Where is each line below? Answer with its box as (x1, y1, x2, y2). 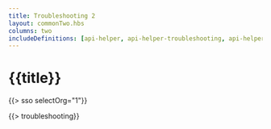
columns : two (8, 27, 52, 35)
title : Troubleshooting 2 (8, 11, 95, 20)
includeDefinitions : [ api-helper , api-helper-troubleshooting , (8, 34, 226, 43)
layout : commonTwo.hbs (8, 19, 85, 27)
